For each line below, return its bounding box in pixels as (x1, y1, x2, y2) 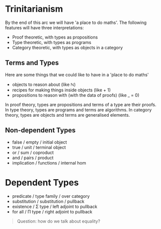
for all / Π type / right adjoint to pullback (12, 208, 93, 214)
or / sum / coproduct (12, 149, 54, 155)
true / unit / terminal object (12, 144, 66, 150)
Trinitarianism (5, 3, 63, 15)
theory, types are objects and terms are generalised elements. (5, 112, 130, 118)
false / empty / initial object (12, 139, 67, 145)
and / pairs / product (12, 155, 54, 161)
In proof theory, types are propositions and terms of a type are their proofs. (5, 102, 157, 107)
